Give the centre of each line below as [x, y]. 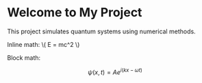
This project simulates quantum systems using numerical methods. [102, 31]
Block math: [24, 57]
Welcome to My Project [75, 13]
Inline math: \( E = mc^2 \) [43, 44]
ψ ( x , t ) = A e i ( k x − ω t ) [115, 71]
